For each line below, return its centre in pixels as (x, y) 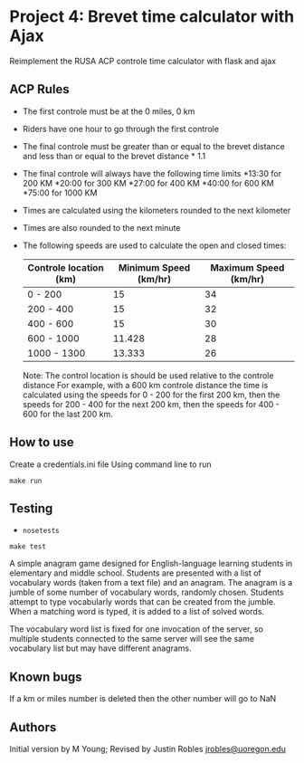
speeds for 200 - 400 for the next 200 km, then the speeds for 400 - (151, 404)
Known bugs (46, 677)
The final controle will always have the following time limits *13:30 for (152, 173)
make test (28, 547)
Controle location (66, 267)
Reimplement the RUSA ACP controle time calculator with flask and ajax (143, 61)
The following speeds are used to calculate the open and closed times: (154, 245)
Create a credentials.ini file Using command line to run (110, 464)
